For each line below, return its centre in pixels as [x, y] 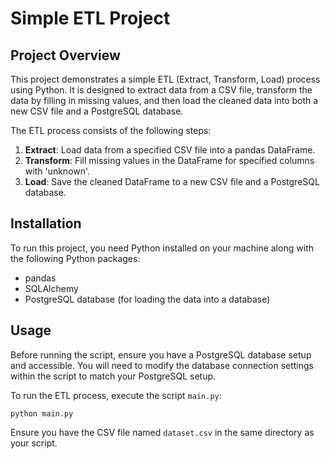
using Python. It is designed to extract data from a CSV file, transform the [161, 90]
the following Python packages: [75, 258]
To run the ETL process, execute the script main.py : [116, 395]
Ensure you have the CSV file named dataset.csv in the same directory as [162, 432]
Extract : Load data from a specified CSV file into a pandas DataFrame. [170, 150]
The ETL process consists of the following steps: [111, 130]
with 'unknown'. [57, 171]
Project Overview [65, 55]
